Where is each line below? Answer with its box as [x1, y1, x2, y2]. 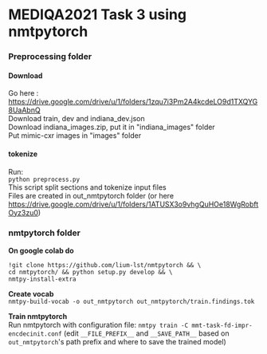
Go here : [8, 88, 39, 98]
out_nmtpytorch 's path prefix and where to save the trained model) [8, 336, 227, 346]
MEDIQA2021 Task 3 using [8, 6, 187, 24]
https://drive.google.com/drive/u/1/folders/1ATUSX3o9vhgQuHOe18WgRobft [8, 199, 259, 209]
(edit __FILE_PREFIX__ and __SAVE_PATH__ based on [63, 328, 230, 338]
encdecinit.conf [8, 329, 62, 338]
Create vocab [8, 289, 54, 298]
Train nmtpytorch [8, 311, 68, 321]
